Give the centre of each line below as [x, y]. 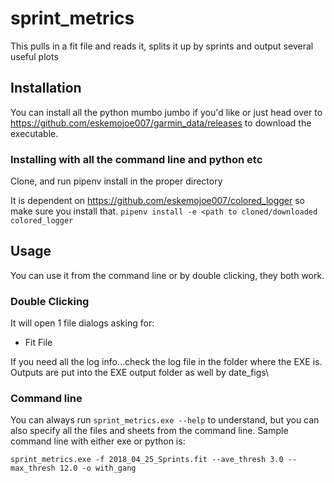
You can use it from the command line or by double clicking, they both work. [167, 275]
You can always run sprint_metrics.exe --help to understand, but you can [165, 420]
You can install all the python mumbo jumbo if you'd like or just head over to [166, 112]
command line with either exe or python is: [98, 441]
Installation [46, 88]
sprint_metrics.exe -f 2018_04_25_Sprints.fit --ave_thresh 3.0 [147, 460]
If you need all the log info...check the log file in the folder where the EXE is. [166, 362]
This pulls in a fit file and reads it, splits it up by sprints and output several [162, 46]
